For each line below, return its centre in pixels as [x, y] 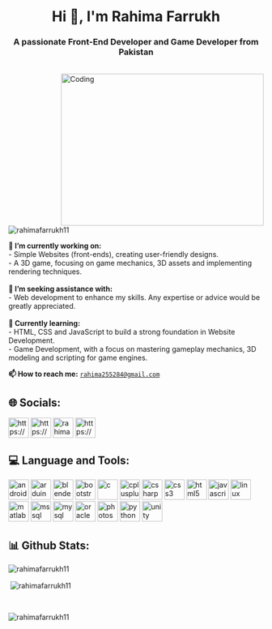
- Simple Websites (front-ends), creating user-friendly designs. [113, 255]
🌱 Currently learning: [45, 323]
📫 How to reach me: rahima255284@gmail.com [84, 374]
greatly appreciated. [42, 306]
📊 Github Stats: [49, 545]
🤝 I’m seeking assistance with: [61, 289]
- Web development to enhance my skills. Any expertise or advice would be [134, 297]
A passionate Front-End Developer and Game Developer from [136, 42]
